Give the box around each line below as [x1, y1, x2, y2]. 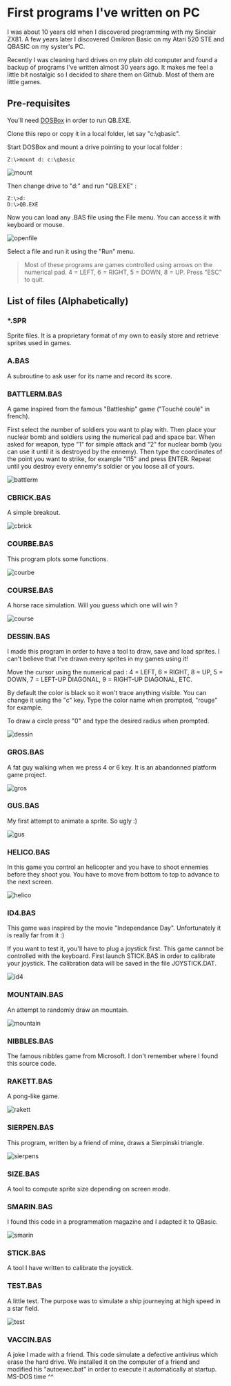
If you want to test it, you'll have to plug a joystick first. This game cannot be [7, 944, 224, 953]
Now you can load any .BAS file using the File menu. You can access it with [7, 213, 221, 222]
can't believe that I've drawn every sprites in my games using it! [7, 654, 188, 663]
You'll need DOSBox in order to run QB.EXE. [7, 116, 132, 124]
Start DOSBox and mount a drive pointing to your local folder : [7, 143, 183, 151]
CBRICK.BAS [7, 492, 52, 502]
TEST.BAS [7, 1281, 43, 1291]
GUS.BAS [7, 801, 39, 810]
